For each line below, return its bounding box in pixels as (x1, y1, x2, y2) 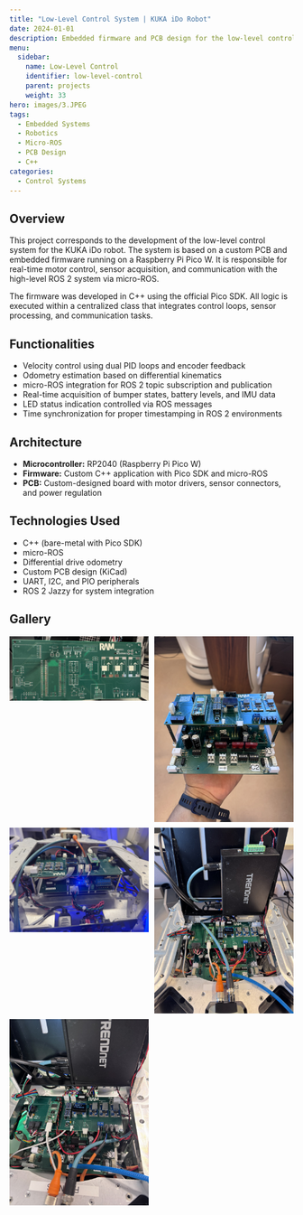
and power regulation (22, 487, 102, 498)
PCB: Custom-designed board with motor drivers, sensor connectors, (22, 477, 281, 488)
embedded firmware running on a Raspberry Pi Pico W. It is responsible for (9, 254, 288, 266)
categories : (9, 167, 54, 176)
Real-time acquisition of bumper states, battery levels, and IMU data (22, 389, 277, 400)
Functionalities (9, 336, 95, 351)
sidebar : (17, 52, 50, 62)
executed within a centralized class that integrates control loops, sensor (9, 301, 277, 312)
